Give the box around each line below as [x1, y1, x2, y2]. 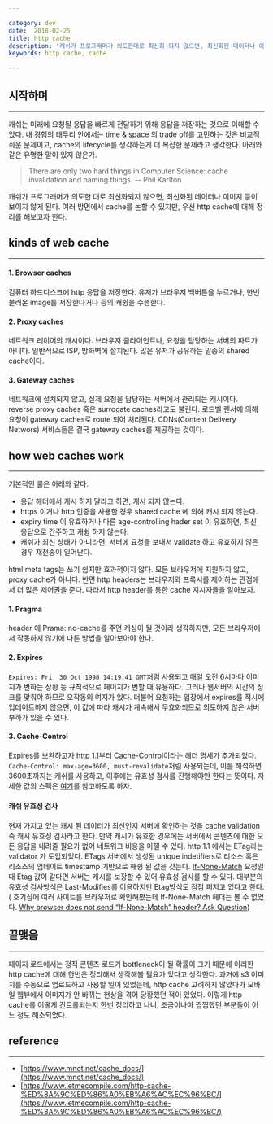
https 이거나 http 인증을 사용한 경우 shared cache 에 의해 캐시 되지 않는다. [19, 506, 258, 517]
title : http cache [8, 34, 71, 42]
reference [8, 1034, 59, 1048]
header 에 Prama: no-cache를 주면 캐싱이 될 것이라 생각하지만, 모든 [8, 623, 226, 633]
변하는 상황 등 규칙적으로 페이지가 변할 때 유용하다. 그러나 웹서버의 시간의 [23, 681, 256, 692]
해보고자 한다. [23, 212, 67, 221]
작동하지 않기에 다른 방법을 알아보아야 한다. [16, 633, 154, 643]
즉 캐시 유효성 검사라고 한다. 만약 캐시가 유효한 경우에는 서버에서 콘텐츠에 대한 [8, 831, 256, 841]
